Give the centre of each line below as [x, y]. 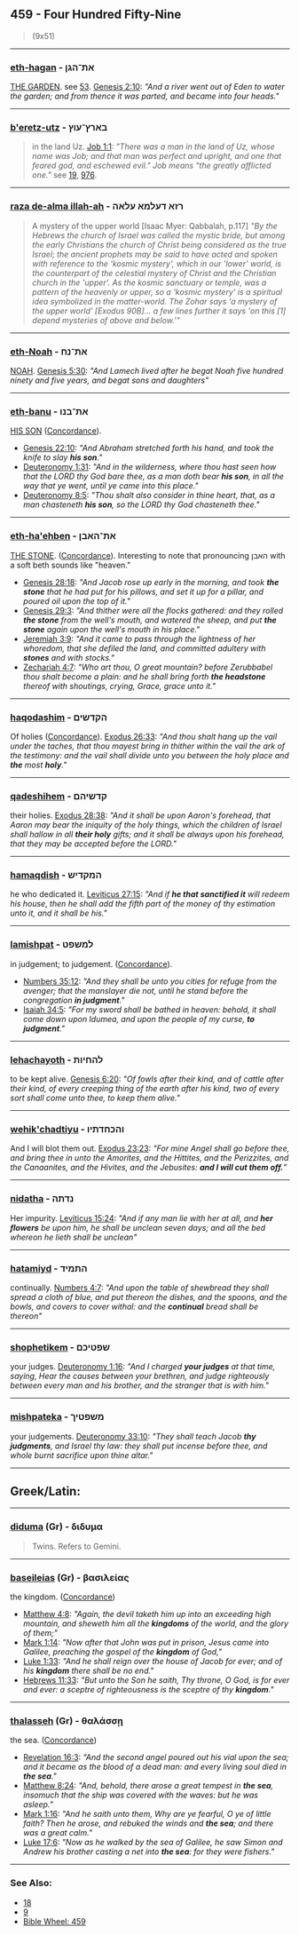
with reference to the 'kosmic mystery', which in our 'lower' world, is [157, 263]
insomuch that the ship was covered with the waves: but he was [140, 1795]
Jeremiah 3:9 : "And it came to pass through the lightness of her [139, 638]
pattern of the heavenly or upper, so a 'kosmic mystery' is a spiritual [157, 291]
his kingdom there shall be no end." [88, 1670]
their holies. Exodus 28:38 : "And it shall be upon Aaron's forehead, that [141, 815]
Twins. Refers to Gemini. [76, 1546]
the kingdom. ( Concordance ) [63, 1597]
